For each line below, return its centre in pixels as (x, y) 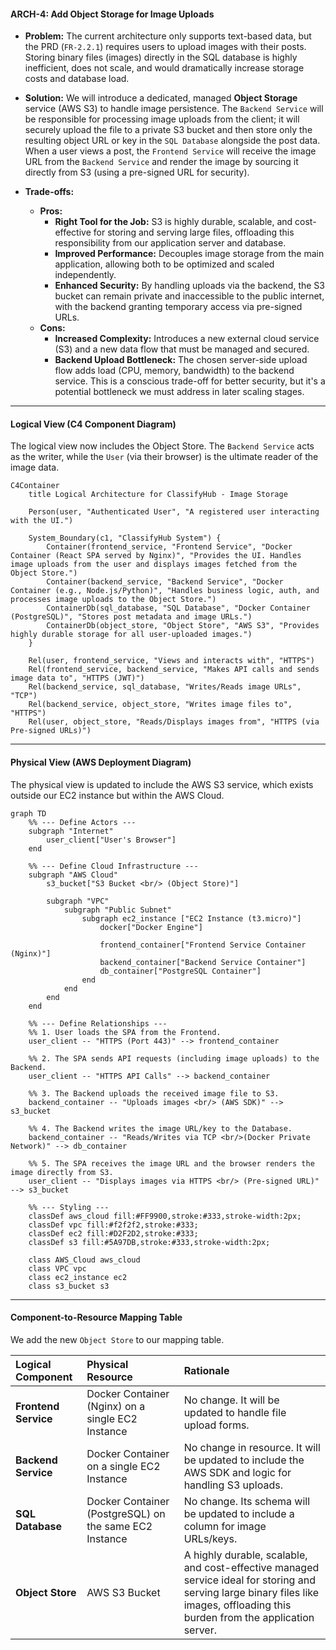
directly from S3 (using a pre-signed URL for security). (137, 172)
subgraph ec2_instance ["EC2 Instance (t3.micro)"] (191, 918)
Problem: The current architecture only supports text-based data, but (168, 36)
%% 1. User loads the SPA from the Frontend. (125, 1032)
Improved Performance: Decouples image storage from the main (189, 254)
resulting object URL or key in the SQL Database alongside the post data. (172, 141)
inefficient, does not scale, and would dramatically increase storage (164, 68)
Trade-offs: (49, 192)
